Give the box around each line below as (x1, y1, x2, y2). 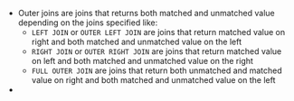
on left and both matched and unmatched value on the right (31, 56, 253, 66)
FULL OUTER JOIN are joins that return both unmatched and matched (31, 65, 282, 76)
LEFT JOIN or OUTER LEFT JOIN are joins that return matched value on (31, 27, 286, 37)
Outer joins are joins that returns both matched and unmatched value (17, 8, 276, 18)
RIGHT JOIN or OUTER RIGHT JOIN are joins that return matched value (31, 46, 282, 57)
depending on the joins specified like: (17, 17, 158, 28)
